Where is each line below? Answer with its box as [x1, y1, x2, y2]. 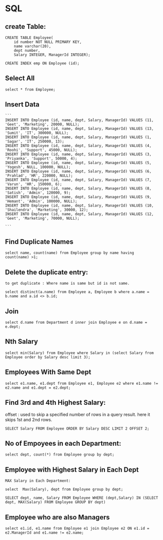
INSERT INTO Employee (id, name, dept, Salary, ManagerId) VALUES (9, [5, 194, 152, 199]
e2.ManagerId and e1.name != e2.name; [5, 530, 84, 535]
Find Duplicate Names [5, 238, 74, 246]
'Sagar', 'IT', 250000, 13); [5, 139, 64, 144]
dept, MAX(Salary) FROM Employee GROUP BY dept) [5, 500, 106, 505]
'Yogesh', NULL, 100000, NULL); [5, 165, 71, 169]
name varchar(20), [14, 44, 51, 49]
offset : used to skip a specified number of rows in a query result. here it [5, 411, 150, 417]
